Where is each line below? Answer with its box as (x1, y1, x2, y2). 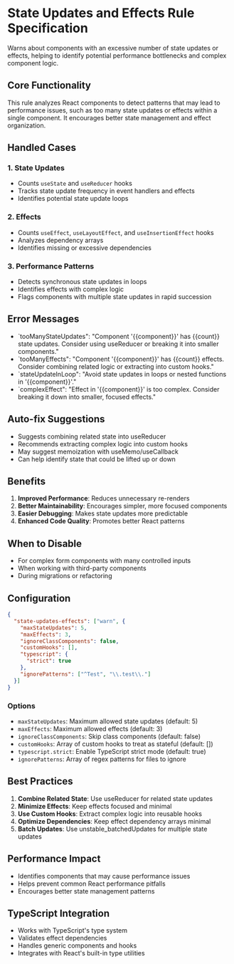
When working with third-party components (17, 564, 147, 572)
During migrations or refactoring (17, 572, 112, 580)
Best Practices (7, 775, 73, 787)
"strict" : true (26, 657, 72, 665)
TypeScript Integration (7, 907, 110, 919)
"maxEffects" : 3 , (20, 631, 72, 638)
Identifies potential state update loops (17, 194, 129, 203)
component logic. (7, 58, 59, 67)
